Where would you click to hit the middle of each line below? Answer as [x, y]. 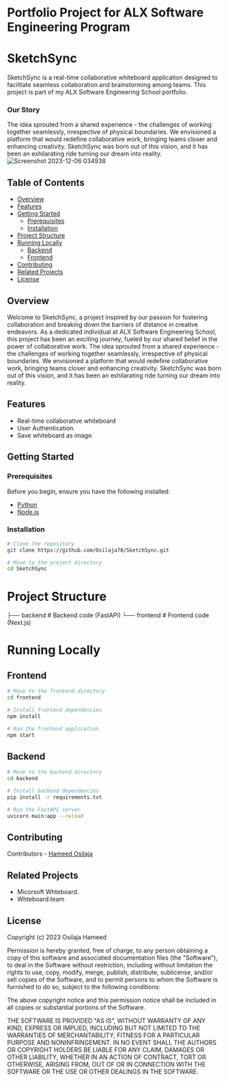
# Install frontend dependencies [55, 710]
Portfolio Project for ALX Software [105, 13]
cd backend [23, 779]
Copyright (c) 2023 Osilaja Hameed [57, 937]
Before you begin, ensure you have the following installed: [89, 491]
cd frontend [24, 698]
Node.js [28, 512]
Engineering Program [69, 27]
